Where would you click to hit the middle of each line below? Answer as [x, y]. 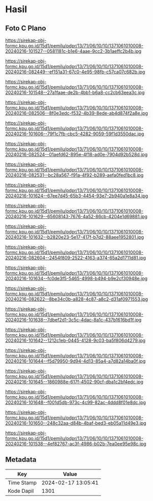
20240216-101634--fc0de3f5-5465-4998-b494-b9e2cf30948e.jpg [76, 278]
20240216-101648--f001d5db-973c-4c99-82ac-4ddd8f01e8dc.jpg [76, 402]
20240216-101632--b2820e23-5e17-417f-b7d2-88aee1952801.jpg [74, 237]
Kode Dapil [21, 491]
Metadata [21, 460]
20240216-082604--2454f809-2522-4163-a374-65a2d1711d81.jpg [76, 258]
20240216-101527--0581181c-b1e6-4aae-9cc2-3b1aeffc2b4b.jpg [73, 51]
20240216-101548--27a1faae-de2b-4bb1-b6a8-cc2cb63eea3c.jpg [75, 92]
